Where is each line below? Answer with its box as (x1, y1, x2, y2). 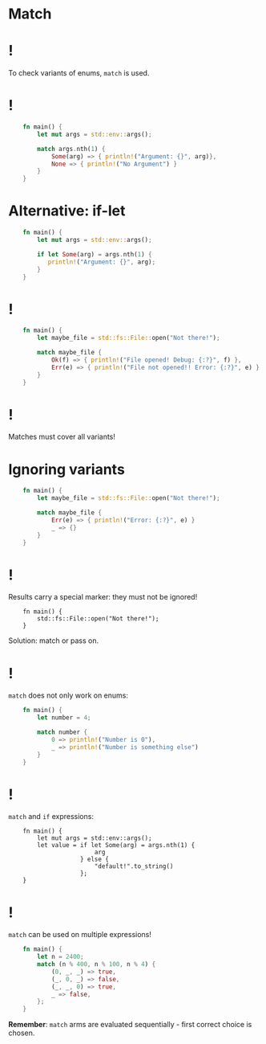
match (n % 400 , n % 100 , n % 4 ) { (37, 960, 156, 968)
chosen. (8, 1028, 35, 1038)
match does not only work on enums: (8, 690, 129, 700)
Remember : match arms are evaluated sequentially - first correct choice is (8, 1020, 252, 1030)
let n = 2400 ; (37, 953, 84, 961)
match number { (37, 728, 88, 736)
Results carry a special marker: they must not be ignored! (8, 592, 198, 602)
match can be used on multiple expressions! (8, 930, 152, 940)
